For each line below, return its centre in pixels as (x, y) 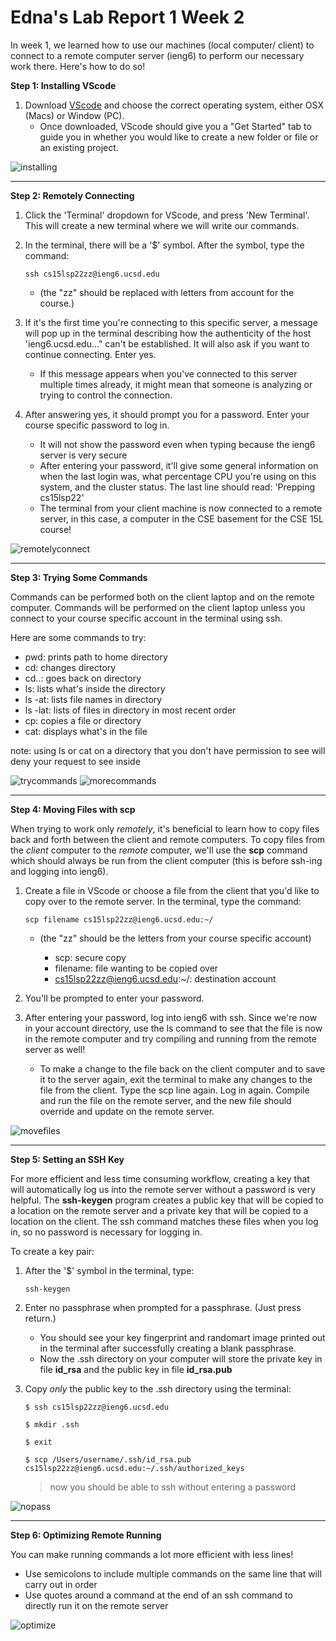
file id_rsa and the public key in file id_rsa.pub (136, 1369)
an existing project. (79, 147)
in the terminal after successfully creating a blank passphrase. (168, 1348)
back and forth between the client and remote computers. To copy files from (168, 839)
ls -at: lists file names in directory (93, 699)
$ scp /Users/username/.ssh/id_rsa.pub (108, 1459)
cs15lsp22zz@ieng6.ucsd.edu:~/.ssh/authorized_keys (134, 1468)
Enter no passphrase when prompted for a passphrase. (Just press (163, 1307)
